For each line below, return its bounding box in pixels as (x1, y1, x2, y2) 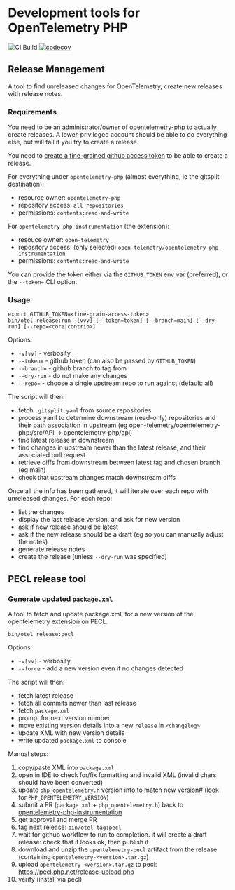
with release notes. (8, 89, 63, 97)
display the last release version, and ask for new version (17, 515, 180, 524)
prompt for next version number (17, 714, 111, 722)
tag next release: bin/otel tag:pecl (17, 823, 122, 832)
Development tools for (8, 5, 141, 21)
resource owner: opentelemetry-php (17, 194, 121, 202)
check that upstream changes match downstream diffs (17, 473, 176, 482)
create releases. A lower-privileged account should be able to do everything (8, 130, 227, 139)
